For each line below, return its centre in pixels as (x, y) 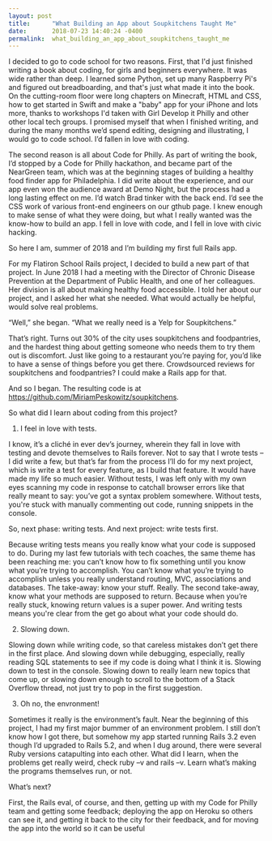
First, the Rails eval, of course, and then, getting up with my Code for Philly (133, 803)
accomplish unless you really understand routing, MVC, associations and (130, 579)
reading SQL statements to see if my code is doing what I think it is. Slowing (135, 663)
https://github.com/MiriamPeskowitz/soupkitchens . (94, 397)
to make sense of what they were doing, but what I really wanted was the (130, 215)
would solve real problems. (53, 307)
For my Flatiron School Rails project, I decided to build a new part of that (129, 264)
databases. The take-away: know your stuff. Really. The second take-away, (134, 588)
